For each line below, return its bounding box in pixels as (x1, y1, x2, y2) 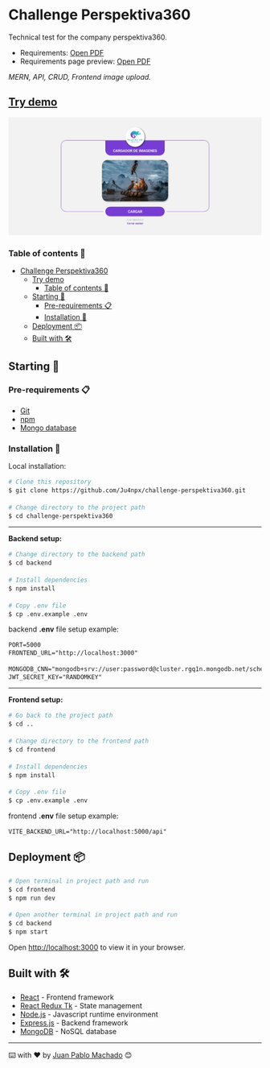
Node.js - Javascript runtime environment (19, 1009, 158, 1019)
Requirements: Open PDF (19, 48, 104, 57)
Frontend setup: (8, 695, 63, 705)
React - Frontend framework (19, 992, 114, 1002)
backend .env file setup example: (8, 624, 119, 634)
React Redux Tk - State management (19, 1000, 143, 1010)
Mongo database (19, 423, 77, 433)
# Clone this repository (8, 478, 92, 486)
